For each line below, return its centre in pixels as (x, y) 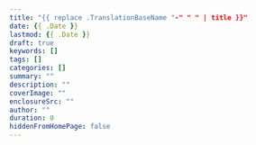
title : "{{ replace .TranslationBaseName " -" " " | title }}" (128, 18)
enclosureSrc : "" (42, 101)
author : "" (30, 110)
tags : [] (26, 59)
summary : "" (32, 77)
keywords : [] (34, 51)
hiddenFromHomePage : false (60, 127)
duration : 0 (32, 118)
